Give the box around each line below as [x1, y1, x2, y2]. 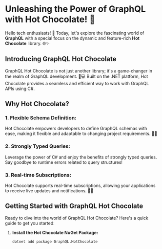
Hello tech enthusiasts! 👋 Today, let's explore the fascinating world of [5, 30, 144, 36]
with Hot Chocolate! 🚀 [5, 14, 95, 25]
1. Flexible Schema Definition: [5, 114, 77, 121]
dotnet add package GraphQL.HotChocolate [12, 239, 98, 244]
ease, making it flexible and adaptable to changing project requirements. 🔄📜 [5, 131, 158, 136]
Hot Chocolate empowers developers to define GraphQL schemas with [5, 126, 147, 132]
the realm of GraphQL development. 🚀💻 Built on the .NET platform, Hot [5, 73, 148, 79]
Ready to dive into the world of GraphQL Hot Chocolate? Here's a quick [5, 215, 149, 221]
